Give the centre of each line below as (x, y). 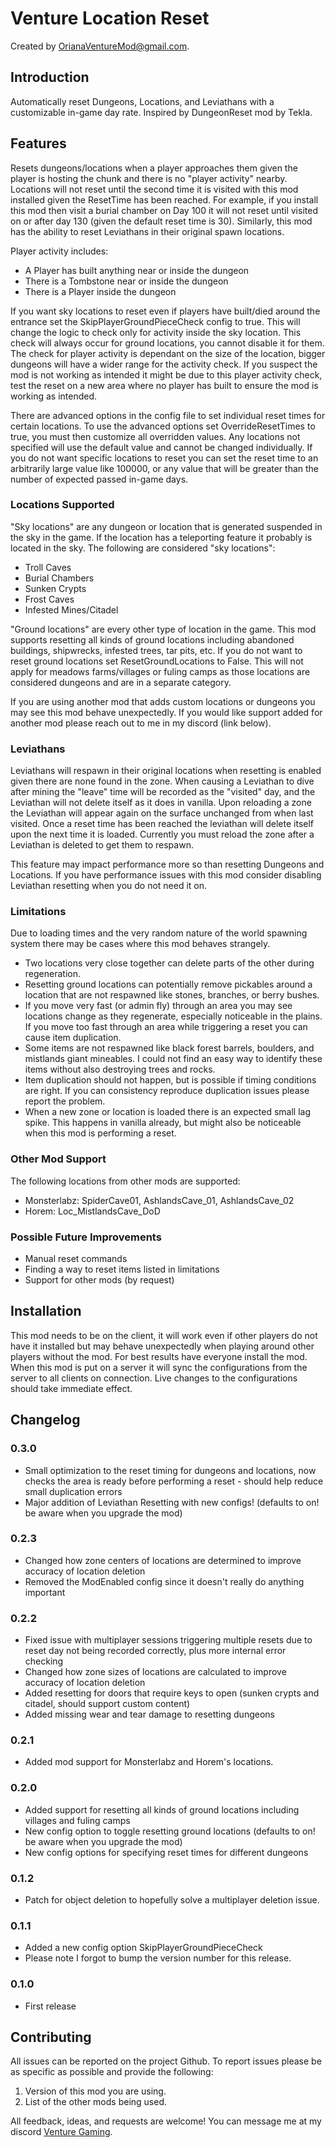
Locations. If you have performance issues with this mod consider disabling (166, 875)
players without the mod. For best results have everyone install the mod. (159, 1356)
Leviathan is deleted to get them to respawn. (102, 845)
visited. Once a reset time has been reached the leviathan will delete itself (162, 824)
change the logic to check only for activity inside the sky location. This (156, 332)
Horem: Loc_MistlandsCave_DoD (92, 1211)
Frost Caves (49, 599)
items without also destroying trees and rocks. (120, 1069)
